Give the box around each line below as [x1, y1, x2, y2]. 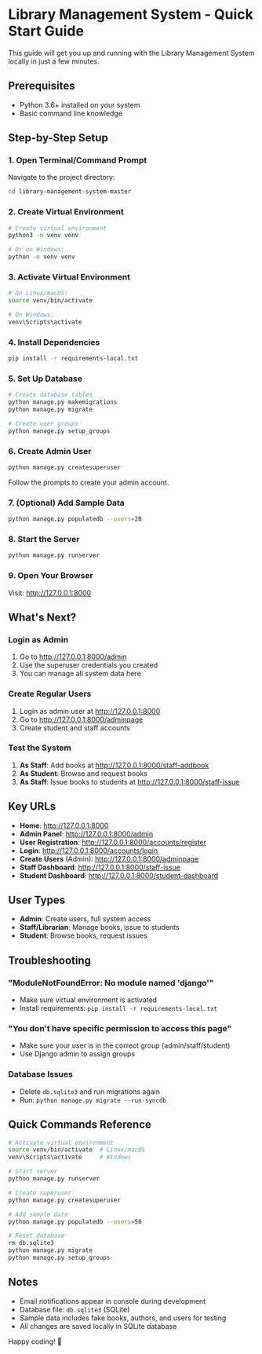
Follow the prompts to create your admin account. [8, 478, 169, 487]
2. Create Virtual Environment [8, 207, 124, 218]
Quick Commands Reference [8, 1118, 151, 1132]
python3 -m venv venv [8, 232, 79, 240]
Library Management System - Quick [8, 5, 253, 24]
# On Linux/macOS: [8, 289, 68, 298]
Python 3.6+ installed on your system [19, 100, 140, 109]
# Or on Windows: [8, 246, 65, 254]
